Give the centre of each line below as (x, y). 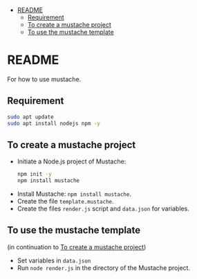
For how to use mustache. (44, 79)
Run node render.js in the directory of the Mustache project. (104, 268)
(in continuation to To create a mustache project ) (77, 247)
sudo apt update (30, 117)
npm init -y (34, 174)
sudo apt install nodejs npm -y (54, 123)
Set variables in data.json (54, 260)
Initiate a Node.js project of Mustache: (72, 161)
